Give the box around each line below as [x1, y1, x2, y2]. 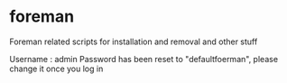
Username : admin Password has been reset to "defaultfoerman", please [9, 53, 278, 64]
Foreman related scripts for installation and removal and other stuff [9, 36, 258, 47]
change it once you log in [9, 63, 104, 74]
